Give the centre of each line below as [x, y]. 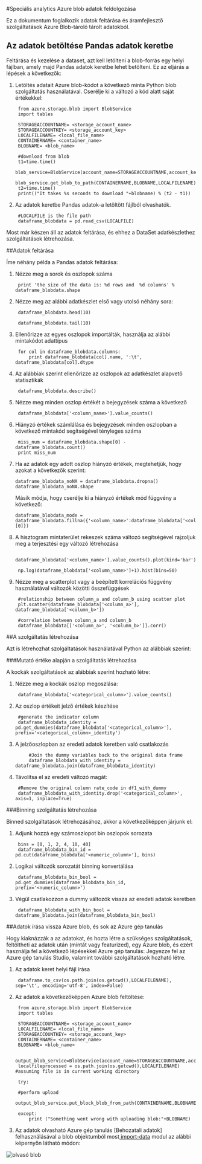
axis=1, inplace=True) [43, 798]
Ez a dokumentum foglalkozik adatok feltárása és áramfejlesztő [85, 20]
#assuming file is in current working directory [77, 1071]
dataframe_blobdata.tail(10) [55, 323]
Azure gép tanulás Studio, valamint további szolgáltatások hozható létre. [96, 957]
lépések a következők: [34, 73]
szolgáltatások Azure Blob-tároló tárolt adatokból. [68, 27]
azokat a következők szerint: [50, 470]
